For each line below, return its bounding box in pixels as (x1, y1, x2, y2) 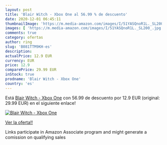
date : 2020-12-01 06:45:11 (5, 16, 61, 21)
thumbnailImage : (5, 21, 39, 26)
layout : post (5, 7, 32, 12)
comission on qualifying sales (5, 134, 66, 140)
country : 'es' (5, 81, 35, 86)
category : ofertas (5, 35, 43, 40)
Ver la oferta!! (5, 119, 33, 125)
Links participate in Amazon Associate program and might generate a (5, 129, 147, 135)
